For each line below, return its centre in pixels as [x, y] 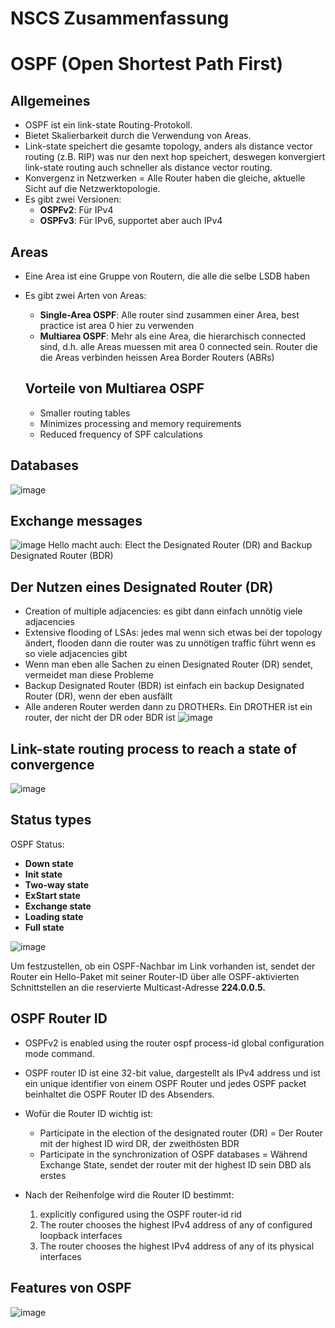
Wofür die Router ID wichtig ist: [89, 1113]
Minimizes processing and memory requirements [140, 423]
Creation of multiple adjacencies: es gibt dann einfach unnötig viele [163, 611]
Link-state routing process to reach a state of [154, 748]
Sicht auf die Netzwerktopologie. [92, 189]
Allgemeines [50, 100]
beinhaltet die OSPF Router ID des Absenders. [119, 1094]
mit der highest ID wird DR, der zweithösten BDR [139, 1143]
